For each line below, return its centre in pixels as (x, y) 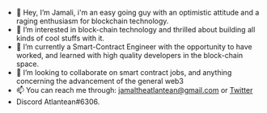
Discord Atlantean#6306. (58, 102)
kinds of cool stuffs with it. (60, 38)
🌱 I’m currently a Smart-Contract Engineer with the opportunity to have (134, 47)
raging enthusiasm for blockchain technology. (92, 21)
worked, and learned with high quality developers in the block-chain (129, 55)
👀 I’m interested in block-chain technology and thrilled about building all (136, 29)
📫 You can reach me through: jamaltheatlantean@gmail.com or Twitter (134, 90)
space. (27, 64)
